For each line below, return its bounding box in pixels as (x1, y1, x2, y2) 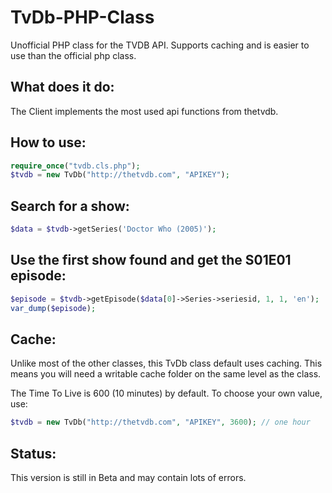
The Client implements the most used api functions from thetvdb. (10, 105, 279, 117)
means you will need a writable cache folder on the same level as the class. (10, 368, 322, 380)
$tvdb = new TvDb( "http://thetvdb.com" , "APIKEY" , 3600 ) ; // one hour (10, 417, 311, 428)
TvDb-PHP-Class (10, 6, 155, 29)
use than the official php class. (10, 49, 137, 61)
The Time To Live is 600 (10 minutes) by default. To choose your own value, (10, 387, 323, 400)
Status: (10, 445, 57, 462)
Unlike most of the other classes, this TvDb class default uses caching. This (10, 357, 323, 370)
